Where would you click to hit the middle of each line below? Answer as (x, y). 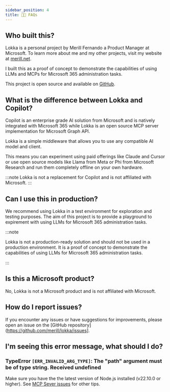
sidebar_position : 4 (27, 10)
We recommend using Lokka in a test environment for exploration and (79, 211)
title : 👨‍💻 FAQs (21, 15)
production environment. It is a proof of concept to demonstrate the (76, 247)
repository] (80, 325)
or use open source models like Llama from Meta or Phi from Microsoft (80, 162)
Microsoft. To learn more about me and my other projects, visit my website (84, 53)
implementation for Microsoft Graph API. (48, 132)
